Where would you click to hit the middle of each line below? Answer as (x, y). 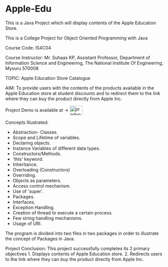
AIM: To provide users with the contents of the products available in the (80, 88)
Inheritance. (25, 164)
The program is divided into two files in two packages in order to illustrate (82, 233)
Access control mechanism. (41, 186)
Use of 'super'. (28, 191)
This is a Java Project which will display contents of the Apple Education (80, 23)
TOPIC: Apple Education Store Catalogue (48, 78)
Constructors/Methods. (37, 153)
